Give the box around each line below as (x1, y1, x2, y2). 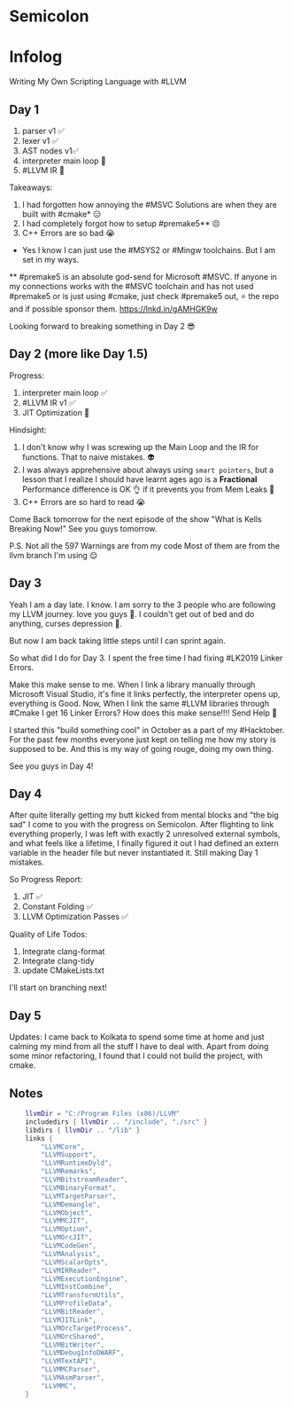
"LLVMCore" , (41, 1142, 86, 1151)
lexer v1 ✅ (21, 135, 59, 146)
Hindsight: (9, 424, 47, 435)
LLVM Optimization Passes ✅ (21, 912, 128, 922)
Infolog (9, 47, 63, 67)
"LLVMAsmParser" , (41, 1373, 104, 1382)
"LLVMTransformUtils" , (41, 1291, 125, 1300)
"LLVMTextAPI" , (41, 1356, 97, 1366)
